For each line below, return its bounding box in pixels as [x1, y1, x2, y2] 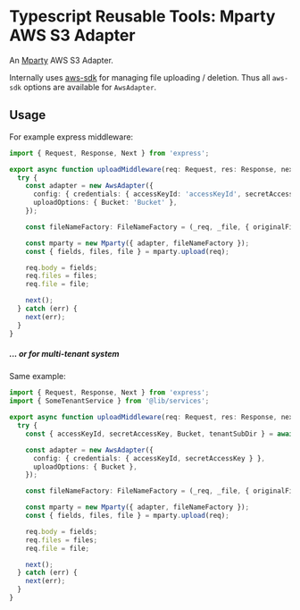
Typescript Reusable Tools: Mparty [9, 6, 276, 27]
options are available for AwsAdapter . [23, 81, 157, 92]
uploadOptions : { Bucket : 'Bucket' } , [32, 199, 178, 208]
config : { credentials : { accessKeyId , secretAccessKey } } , [32, 453, 266, 462]
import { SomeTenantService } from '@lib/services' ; [9, 396, 210, 406]
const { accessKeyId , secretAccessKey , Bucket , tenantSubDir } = [25, 429, 274, 438]
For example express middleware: [9, 131, 134, 142]
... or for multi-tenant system [9, 349, 120, 360]
